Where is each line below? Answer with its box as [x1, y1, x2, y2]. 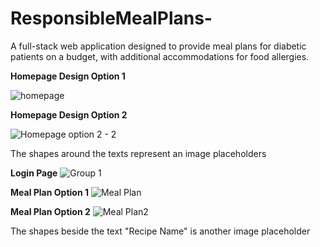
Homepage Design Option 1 [10, 70, 126, 82]
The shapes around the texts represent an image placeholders [10, 147, 267, 159]
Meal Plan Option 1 [10, 186, 89, 198]
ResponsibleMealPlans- [10, 7, 213, 30]
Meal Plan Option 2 [10, 205, 91, 217]
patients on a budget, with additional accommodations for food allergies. [10, 50, 310, 62]
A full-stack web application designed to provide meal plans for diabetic [10, 40, 307, 52]
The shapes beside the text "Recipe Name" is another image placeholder [10, 225, 311, 237]
